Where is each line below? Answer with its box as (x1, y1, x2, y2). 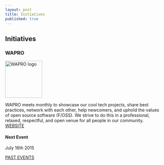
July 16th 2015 (5, 145, 34, 151)
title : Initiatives (5, 12, 45, 17)
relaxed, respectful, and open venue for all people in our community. (5, 118, 144, 124)
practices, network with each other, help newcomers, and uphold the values (5, 107, 160, 113)
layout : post (5, 7, 32, 12)
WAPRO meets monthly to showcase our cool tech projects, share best (5, 102, 149, 108)
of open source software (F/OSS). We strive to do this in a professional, (5, 112, 150, 118)
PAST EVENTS (5, 155, 34, 161)
